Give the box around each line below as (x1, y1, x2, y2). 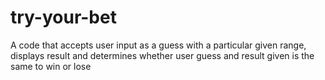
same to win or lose (10, 60, 92, 72)
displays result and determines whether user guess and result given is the (10, 49, 315, 61)
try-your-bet (10, 6, 117, 29)
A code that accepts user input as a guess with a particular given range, (10, 39, 307, 51)
